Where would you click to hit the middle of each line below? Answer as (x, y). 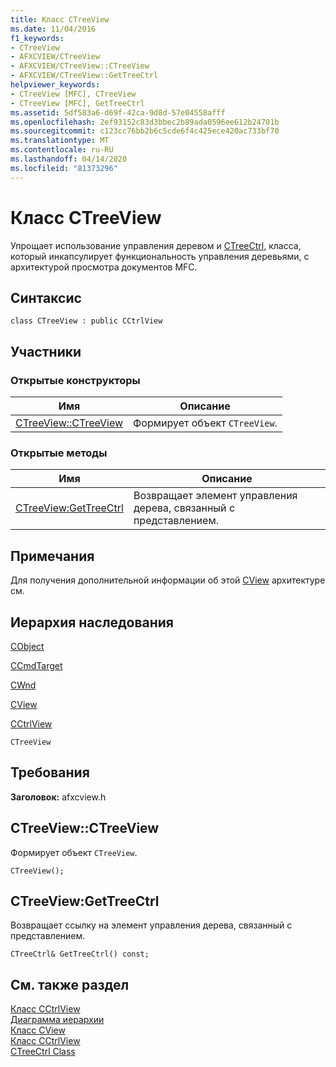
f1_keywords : (37, 38)
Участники (46, 351)
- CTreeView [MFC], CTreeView (73, 94)
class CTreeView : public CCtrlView (86, 321)
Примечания (52, 556)
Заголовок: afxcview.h (58, 797)
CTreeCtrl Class (43, 1052)
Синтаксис (46, 297)
